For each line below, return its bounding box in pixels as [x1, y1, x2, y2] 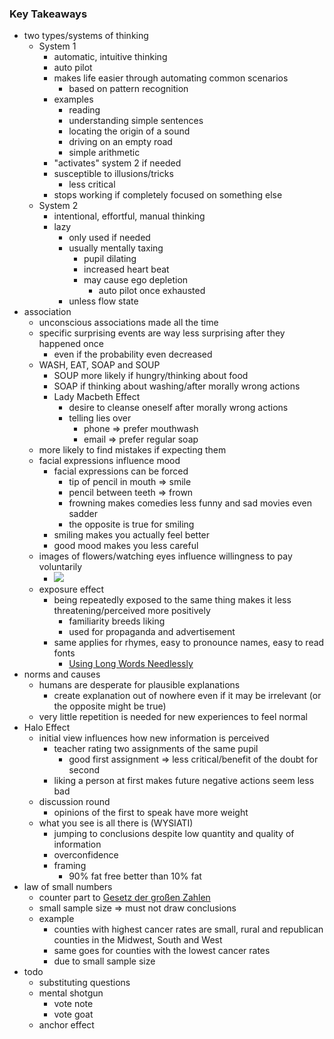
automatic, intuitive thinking [53, 51, 168, 63]
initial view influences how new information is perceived [38, 732, 270, 744]
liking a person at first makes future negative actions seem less [53, 775, 315, 787]
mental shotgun [38, 987, 104, 999]
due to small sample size [53, 955, 156, 967]
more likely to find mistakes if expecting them [38, 444, 227, 456]
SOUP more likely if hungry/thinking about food [53, 370, 249, 382]
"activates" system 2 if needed [53, 157, 182, 169]
